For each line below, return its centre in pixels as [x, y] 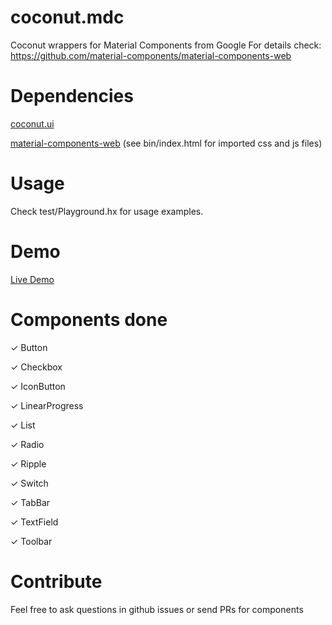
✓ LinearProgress [47, 405]
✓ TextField [34, 522]
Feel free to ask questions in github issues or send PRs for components [157, 609]
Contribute [56, 581]
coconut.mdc [67, 17]
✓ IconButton [38, 386]
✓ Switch [29, 483]
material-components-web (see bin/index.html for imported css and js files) [166, 143]
